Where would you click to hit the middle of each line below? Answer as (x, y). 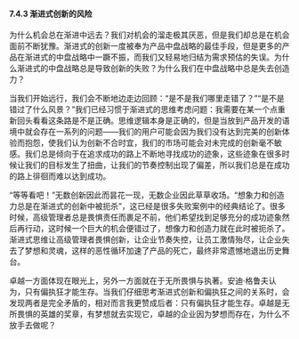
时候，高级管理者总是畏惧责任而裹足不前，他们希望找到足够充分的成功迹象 (145, 217)
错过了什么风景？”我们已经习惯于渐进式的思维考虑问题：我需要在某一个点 (144, 109)
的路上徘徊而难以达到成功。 (60, 176)
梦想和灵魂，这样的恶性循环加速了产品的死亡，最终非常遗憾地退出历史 (153, 251)
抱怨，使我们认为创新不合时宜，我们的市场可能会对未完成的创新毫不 (149, 143)
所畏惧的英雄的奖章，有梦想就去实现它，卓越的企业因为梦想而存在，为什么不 (149, 314)
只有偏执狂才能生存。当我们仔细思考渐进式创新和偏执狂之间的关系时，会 (157, 292)
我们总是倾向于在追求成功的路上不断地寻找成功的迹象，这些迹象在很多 (153, 154)
